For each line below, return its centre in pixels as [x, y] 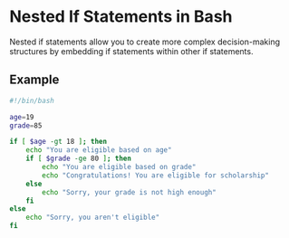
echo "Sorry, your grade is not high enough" [130, 192]
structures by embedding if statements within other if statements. [131, 51]
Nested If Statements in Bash [121, 17]
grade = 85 [26, 125]
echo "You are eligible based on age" [99, 150]
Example [34, 80]
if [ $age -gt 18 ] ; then [58, 142]
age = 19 [22, 117]
